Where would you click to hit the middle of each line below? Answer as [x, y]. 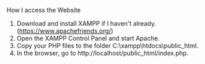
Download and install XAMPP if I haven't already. [86, 23]
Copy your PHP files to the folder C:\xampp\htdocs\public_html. [107, 46]
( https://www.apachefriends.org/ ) [65, 31]
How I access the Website [44, 10]
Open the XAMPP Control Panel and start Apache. [88, 38]
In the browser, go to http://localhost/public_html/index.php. [102, 53]
